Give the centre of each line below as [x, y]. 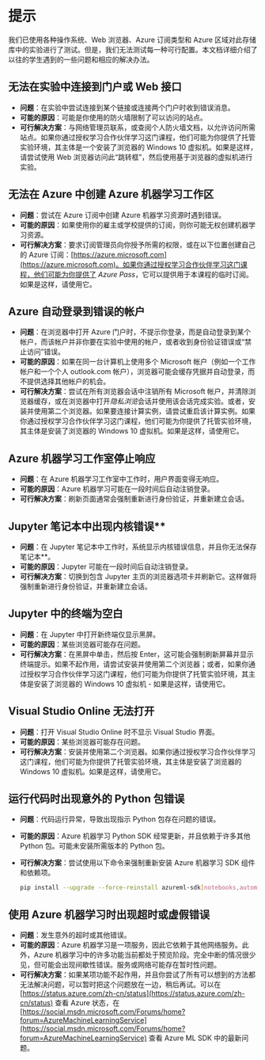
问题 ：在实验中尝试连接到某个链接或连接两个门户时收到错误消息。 [127, 107]
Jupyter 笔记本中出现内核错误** [87, 526]
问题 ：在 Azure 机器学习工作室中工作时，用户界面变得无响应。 [121, 479]
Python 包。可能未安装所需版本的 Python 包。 [94, 846]
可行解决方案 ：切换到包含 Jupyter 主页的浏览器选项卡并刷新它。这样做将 [138, 576]
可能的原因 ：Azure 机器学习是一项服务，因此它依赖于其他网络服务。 [131, 945]
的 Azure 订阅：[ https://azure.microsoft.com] [93, 254]
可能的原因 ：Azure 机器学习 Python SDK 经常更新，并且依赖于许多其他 [135, 836]
